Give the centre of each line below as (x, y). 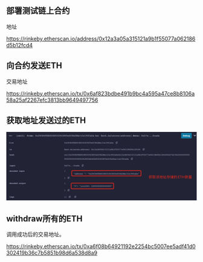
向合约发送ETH (34, 66)
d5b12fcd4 (20, 45)
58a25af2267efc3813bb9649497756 (52, 100)
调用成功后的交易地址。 (35, 234)
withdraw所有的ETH (44, 219)
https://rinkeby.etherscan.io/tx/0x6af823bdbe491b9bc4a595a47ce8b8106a (101, 93)
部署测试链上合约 (38, 11)
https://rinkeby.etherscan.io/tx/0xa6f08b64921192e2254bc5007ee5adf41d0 (101, 246)
